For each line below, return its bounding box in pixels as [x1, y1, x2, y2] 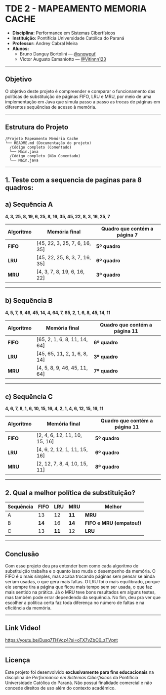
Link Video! [5, 624, 41, 632]
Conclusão [5, 550, 40, 558]
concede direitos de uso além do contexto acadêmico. [5, 685, 116, 691]
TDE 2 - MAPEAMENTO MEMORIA [5, 3, 147, 14]
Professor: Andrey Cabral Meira [12, 40, 78, 46]
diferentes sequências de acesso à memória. [5, 104, 97, 110]
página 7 [117, 231, 138, 238]
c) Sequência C [5, 392, 53, 401]
